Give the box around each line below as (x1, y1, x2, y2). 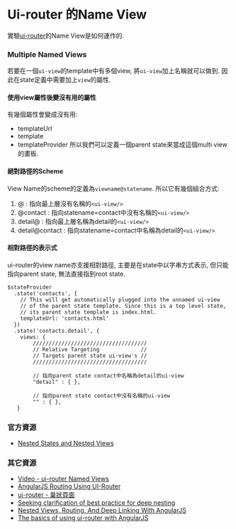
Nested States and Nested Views (17, 439, 115, 448)
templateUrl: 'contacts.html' (20, 314, 110, 322)
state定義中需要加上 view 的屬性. (19, 75, 111, 84)
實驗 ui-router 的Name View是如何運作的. (7, 31, 124, 40)
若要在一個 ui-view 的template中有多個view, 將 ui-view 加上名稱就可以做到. (7, 67, 220, 75)
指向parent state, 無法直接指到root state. (7, 269, 125, 278)
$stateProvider (7, 284, 52, 291)
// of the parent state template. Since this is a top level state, (20, 302, 227, 309)
